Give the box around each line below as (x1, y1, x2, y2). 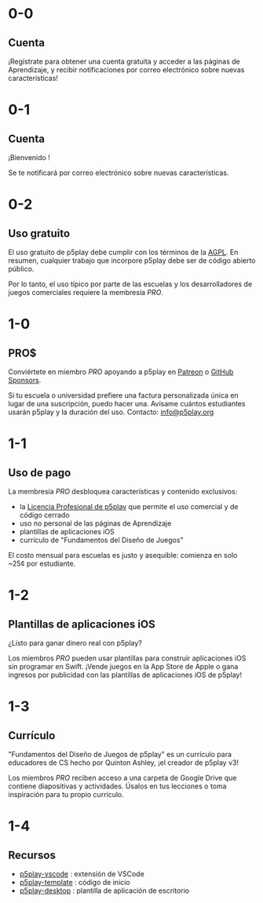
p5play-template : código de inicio (19, 878, 131, 887)
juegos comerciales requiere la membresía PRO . (8, 288, 163, 297)
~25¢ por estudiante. (8, 559, 76, 568)
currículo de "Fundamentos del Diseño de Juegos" (19, 535, 184, 544)
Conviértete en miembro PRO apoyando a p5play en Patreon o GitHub (8, 367, 234, 377)
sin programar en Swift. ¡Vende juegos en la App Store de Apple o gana (8, 662, 239, 671)
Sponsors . (8, 376, 42, 384)
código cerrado (19, 511, 70, 519)
